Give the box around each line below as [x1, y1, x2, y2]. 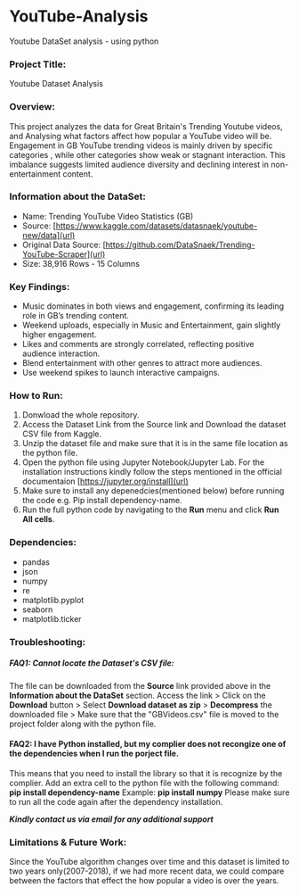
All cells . [21, 514, 55, 525]
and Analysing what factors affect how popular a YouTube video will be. [9, 130, 272, 141]
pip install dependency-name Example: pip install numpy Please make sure [9, 787, 290, 798]
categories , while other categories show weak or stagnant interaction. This [9, 149, 287, 160]
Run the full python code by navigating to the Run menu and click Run [21, 504, 279, 515]
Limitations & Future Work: [9, 836, 127, 849]
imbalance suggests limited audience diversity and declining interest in [9, 159, 270, 170]
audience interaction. [21, 348, 101, 359]
